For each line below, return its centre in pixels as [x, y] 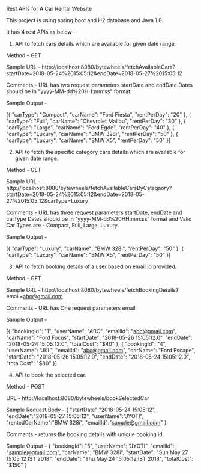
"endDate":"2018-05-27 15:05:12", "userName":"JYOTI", [75, 416]
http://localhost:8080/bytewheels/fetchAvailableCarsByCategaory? [89, 188]
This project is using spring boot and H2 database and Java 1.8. [85, 20]
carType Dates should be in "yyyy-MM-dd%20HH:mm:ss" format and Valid [99, 219]
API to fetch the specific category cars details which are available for [100, 152]
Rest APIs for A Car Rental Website [49, 9]
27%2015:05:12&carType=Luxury [47, 201]
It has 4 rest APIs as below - [41, 32]
